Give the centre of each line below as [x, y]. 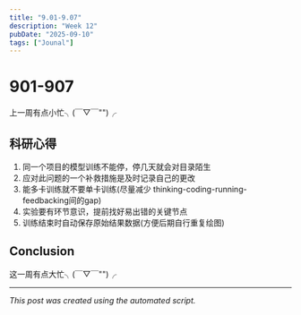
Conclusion [42, 251]
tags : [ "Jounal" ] [42, 43]
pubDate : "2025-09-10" [52, 34]
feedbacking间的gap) [62, 200]
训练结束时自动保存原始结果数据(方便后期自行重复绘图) [124, 223]
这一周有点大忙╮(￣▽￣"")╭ [63, 274]
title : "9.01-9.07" [46, 17]
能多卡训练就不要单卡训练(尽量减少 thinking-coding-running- [135, 189]
